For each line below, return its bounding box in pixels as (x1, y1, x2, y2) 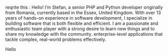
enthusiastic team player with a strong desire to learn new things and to (5, 26, 155, 32)
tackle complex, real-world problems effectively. (5, 36, 107, 42)
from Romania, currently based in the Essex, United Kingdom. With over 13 (5, 10, 161, 16)
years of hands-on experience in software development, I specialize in (5, 15, 153, 21)
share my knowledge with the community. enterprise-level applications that (5, 31, 163, 37)
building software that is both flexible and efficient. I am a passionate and (5, 20, 158, 26)
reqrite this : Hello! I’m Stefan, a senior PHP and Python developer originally (5, 5, 163, 10)
